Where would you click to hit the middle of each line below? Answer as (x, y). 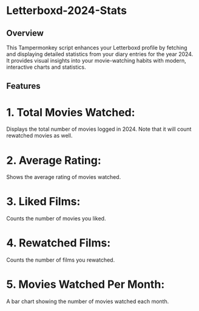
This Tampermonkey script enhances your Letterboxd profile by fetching (97, 47)
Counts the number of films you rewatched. (61, 260)
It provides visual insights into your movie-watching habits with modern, (96, 61)
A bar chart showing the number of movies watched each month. (88, 301)
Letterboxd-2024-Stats (67, 11)
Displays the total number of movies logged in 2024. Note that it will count (99, 129)
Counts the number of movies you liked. (56, 218)
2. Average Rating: (54, 160)
